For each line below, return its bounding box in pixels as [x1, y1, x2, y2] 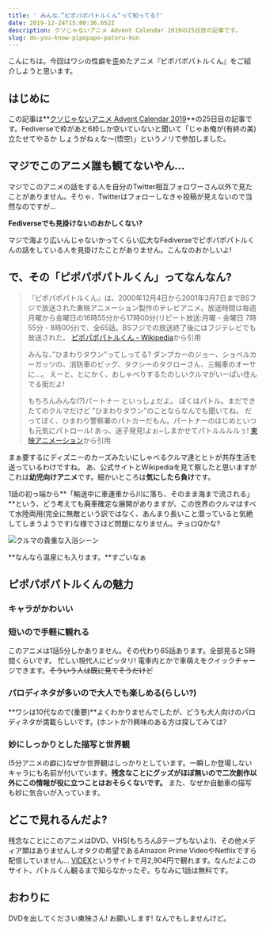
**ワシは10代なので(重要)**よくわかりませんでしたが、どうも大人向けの [8, 707, 242, 716]
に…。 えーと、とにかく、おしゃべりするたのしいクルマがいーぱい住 [27, 369, 251, 378]
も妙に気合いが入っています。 [8, 788, 104, 797]
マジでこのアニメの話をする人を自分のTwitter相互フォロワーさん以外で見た [8, 181, 253, 191]
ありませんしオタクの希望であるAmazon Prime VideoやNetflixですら [35, 845, 257, 855]
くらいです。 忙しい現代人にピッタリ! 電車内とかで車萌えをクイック [14, 656, 236, 666]
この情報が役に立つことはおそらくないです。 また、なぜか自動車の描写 [21, 777, 252, 788]
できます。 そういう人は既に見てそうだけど [14, 666, 154, 675]
